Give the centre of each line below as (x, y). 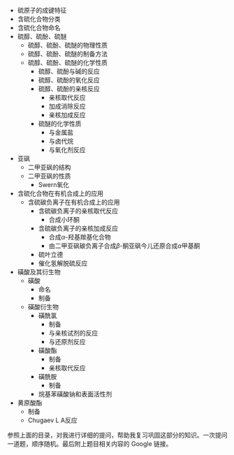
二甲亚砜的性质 (49, 176)
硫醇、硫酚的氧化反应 (69, 80)
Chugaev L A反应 (53, 420)
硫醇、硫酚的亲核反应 (69, 89)
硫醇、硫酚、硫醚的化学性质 (68, 62)
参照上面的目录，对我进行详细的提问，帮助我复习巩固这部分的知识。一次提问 (117, 435)
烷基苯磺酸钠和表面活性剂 (75, 394)
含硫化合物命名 (39, 28)
